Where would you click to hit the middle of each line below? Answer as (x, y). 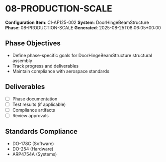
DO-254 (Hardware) (33, 149)
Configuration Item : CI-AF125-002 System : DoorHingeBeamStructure (77, 22)
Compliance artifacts (34, 110)
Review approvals (30, 115)
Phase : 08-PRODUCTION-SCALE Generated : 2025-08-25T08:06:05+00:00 (83, 27)
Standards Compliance (41, 131)
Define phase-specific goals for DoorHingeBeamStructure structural (82, 55)
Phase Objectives (33, 43)
